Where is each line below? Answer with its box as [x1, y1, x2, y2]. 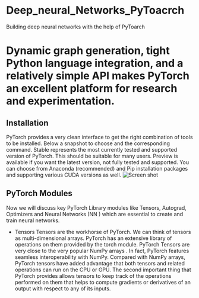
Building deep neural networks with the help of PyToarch [6, 23, 146, 30]
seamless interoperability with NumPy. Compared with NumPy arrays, [14, 253, 185, 261]
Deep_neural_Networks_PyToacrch [6, 4, 185, 17]
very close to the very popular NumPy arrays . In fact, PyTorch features [14, 247, 189, 254]
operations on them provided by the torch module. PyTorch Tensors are [14, 241, 190, 248]
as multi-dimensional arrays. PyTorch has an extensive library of [14, 235, 172, 242]
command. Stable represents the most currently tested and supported [6, 146, 177, 153]
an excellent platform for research [6, 82, 178, 95]
